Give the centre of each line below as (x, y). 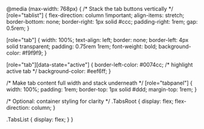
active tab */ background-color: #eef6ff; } (59, 71)
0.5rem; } (18, 28)
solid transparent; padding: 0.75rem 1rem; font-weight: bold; (82, 46)
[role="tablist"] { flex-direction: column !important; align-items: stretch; (95, 15)
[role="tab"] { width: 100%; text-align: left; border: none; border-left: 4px (97, 40)
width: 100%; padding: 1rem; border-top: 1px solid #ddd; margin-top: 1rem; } (102, 89)
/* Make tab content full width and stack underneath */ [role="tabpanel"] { (100, 83)
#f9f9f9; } (35, 53)
